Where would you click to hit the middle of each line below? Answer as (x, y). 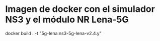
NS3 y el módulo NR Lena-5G (67, 20)
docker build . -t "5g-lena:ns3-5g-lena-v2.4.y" (53, 33)
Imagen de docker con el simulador (80, 9)
